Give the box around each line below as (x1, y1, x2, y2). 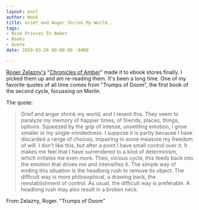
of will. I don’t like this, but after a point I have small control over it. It (20, 141, 188, 148)
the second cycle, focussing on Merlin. (6, 87, 101, 95)
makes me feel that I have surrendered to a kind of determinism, (20, 148, 178, 155)
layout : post (6, 8, 39, 15)
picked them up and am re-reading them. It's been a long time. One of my (6, 75, 187, 82)
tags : (6, 25, 20, 31)
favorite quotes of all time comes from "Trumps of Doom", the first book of (6, 81, 189, 88)
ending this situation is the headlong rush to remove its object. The (20, 167, 184, 174)
